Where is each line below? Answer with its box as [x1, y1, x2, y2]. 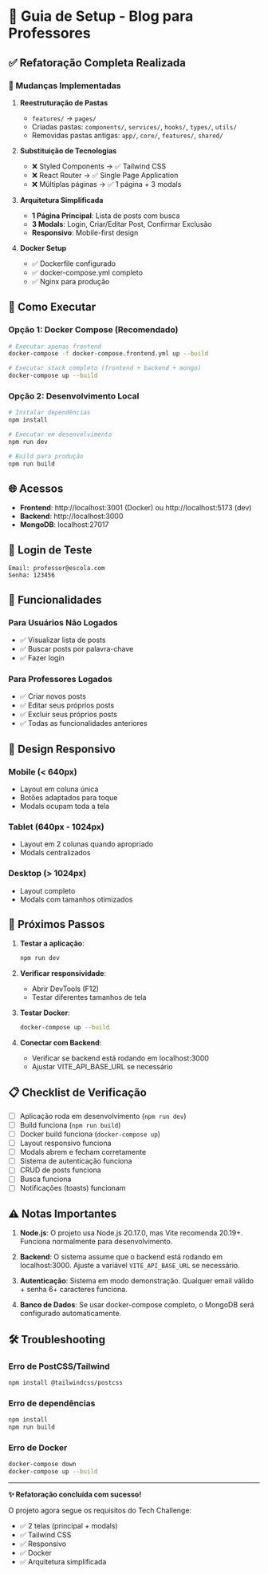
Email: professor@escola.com [8, 565, 105, 573]
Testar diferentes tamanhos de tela [31, 993, 147, 1002]
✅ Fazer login [19, 652, 65, 662]
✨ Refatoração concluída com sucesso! [8, 1489, 142, 1499]
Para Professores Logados [8, 673, 113, 684]
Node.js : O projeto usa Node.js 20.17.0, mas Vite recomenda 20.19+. [19, 1228, 243, 1238]
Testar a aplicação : [19, 938, 85, 949]
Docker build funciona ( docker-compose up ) [19, 1129, 161, 1139]
